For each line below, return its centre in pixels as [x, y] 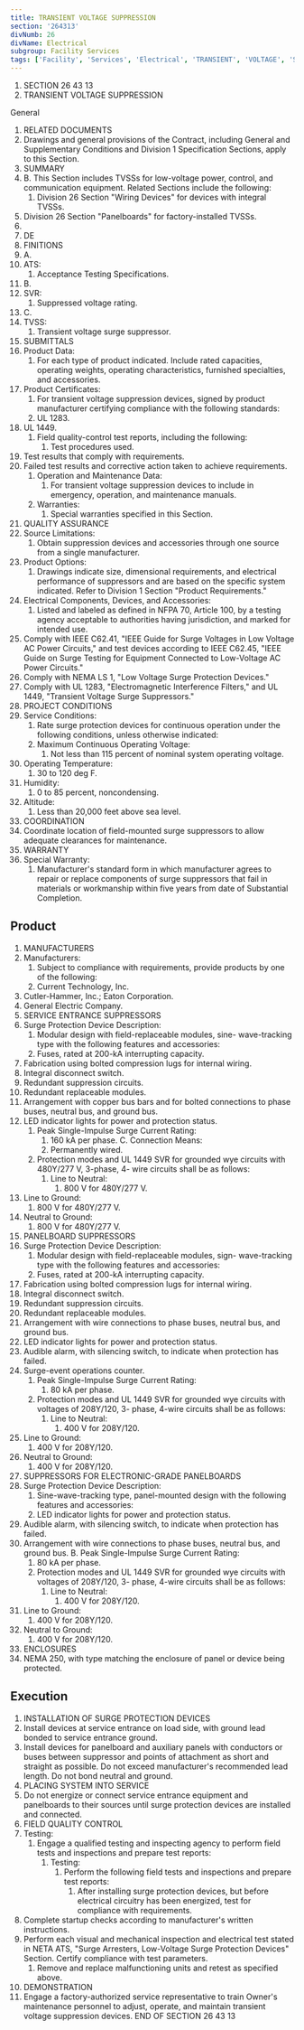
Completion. [60, 898]
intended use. [62, 629]
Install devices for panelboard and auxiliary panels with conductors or [153, 1747]
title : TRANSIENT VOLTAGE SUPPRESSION [83, 18]
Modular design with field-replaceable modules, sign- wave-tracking [164, 1255]
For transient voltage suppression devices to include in [152, 485]
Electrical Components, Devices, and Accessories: [117, 600]
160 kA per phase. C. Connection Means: [126, 1140]
